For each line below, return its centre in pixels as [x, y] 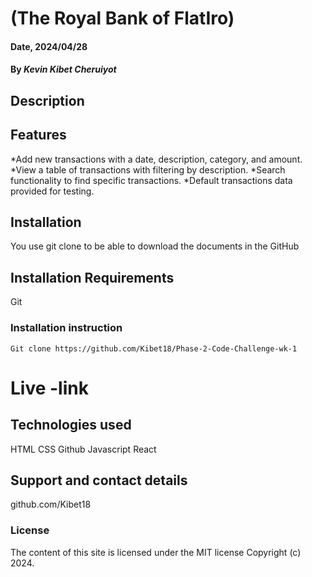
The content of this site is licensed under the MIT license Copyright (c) [156, 552]
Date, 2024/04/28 [49, 46]
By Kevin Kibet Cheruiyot [63, 69]
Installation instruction [66, 328]
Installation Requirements [92, 277]
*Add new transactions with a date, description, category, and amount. [156, 159]
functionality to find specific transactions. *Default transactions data [151, 180]
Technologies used [71, 425]
